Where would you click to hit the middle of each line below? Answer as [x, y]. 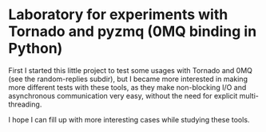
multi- [249, 95]
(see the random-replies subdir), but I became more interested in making [128, 79]
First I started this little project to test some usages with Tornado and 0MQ [131, 70]
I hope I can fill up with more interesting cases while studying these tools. [129, 119]
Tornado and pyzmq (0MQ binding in [133, 31]
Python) [36, 49]
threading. [25, 104]
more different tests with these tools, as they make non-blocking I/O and [127, 87]
